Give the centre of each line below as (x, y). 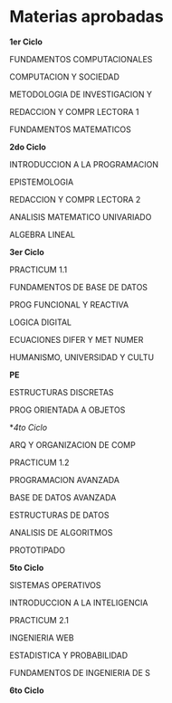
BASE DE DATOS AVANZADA (63, 497)
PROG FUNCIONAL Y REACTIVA (69, 304)
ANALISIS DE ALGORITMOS (61, 532)
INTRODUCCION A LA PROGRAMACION (84, 164)
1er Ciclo (26, 42)
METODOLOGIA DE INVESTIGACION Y (81, 94)
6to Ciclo (27, 690)
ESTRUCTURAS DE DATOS (59, 515)
